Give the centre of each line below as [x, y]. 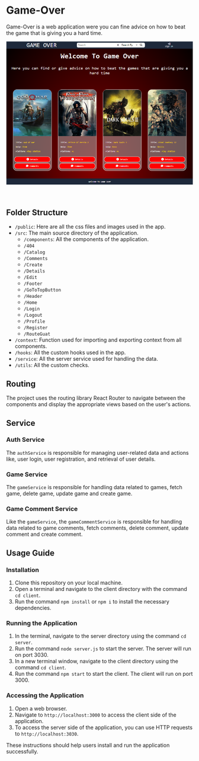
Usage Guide [31, 553]
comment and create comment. [44, 534]
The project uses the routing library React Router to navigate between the [96, 398]
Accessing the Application [45, 695]
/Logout [33, 315]
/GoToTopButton [42, 290]
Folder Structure [37, 212]
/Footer [33, 284]
